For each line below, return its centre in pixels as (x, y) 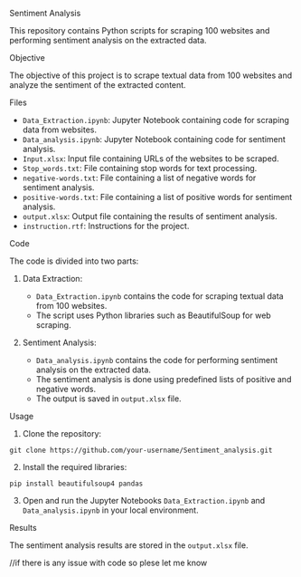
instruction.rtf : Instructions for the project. (106, 226)
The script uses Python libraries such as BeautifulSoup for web (153, 315)
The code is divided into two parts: (74, 261)
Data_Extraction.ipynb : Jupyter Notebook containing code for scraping (155, 120)
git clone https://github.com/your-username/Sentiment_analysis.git (141, 450)
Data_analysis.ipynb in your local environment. (110, 510)
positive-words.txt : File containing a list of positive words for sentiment (157, 197)
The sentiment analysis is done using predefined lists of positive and (164, 379)
